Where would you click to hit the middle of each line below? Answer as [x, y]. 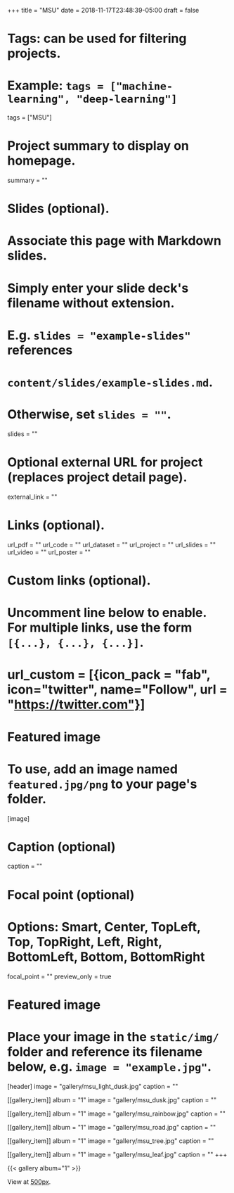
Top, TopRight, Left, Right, [85, 942]
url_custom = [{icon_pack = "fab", [109, 675]
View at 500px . [29, 1182]
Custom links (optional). [79, 580]
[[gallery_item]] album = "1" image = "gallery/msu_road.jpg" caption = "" [112, 1127]
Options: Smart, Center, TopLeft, [104, 927]
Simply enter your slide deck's [98, 288]
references [40, 350]
